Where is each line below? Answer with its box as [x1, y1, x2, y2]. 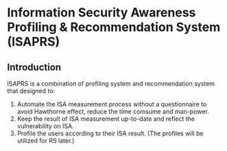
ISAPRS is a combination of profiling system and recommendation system [7, 80, 215, 87]
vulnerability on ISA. [16, 122, 74, 130]
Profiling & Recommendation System [7, 19, 221, 35]
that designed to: [7, 87, 56, 95]
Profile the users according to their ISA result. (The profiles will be [16, 129, 204, 137]
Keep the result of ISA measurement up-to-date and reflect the [16, 115, 195, 123]
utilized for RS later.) [16, 137, 75, 145]
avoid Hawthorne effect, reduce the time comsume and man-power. [16, 108, 209, 115]
